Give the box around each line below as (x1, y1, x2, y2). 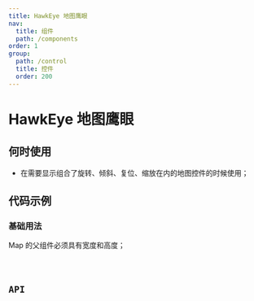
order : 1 (8, 42, 38, 50)
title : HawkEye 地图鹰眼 (8, 11, 88, 20)
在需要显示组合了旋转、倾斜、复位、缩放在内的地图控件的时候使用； (20, 168, 249, 177)
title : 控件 (15, 65, 55, 73)
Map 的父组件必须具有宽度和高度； (8, 241, 126, 251)
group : (8, 50, 31, 58)
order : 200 (15, 72, 53, 81)
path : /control (15, 58, 68, 66)
